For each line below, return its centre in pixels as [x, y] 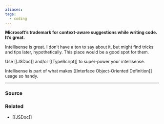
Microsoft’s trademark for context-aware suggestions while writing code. [81, 33]
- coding [18, 18]
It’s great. [15, 37]
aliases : [14, 9]
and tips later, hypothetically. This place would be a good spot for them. [77, 52]
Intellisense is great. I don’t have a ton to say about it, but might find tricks [79, 47]
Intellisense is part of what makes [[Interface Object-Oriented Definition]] [79, 71]
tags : [10, 14]
